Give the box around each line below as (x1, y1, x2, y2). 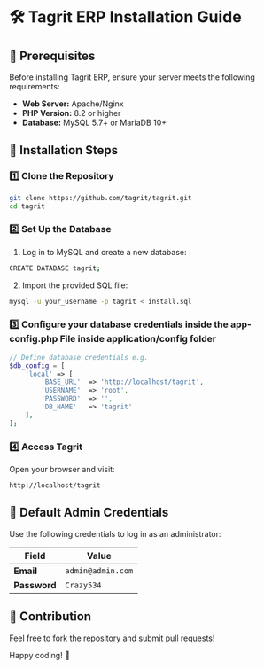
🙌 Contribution (9, 609, 91, 625)
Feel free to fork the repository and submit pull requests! (9, 633, 215, 643)
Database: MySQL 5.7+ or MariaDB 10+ (21, 117, 167, 128)
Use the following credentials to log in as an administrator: (9, 528, 221, 539)
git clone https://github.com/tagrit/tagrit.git (9, 193, 192, 202)
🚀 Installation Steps (9, 143, 119, 158)
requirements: (9, 82, 60, 91)
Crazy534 (65, 580, 102, 590)
